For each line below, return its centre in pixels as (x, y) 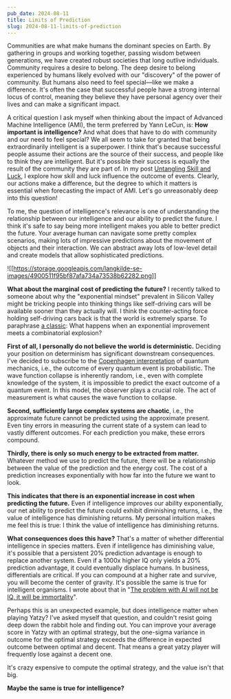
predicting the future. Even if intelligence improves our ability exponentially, (115, 504)
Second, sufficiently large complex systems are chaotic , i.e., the (100, 411)
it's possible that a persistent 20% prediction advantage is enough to (105, 553)
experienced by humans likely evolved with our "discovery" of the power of (114, 75)
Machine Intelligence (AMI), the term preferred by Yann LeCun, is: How (108, 125)
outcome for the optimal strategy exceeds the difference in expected (104, 640)
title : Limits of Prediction (49, 20)
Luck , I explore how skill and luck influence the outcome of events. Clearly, (113, 176)
